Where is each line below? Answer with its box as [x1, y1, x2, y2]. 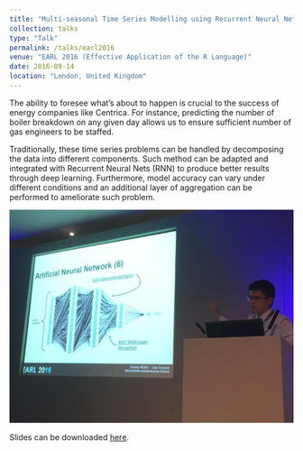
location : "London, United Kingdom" [9, 72, 147, 81]
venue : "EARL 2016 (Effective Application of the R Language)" [9, 52, 252, 62]
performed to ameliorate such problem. [9, 191, 156, 202]
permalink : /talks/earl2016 [9, 43, 115, 52]
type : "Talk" [9, 33, 59, 42]
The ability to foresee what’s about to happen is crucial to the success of [9, 97, 280, 108]
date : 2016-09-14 [9, 62, 75, 71]
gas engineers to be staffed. [9, 126, 115, 137]
